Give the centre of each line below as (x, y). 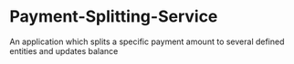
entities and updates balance (64, 50)
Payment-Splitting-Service (114, 17)
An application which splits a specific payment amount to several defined (147, 41)
